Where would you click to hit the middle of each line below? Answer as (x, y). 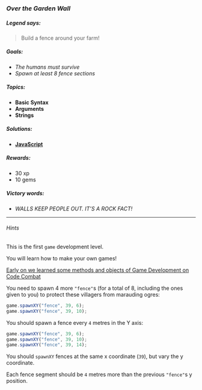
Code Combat (23, 276)
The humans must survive (47, 67)
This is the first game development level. (55, 247)
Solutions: (20, 129)
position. (17, 381)
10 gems (25, 180)
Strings (24, 115)
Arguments (29, 109)
